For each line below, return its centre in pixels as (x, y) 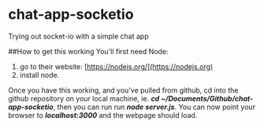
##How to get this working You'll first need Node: (88, 51)
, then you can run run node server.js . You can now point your (154, 107)
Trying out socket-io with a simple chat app (78, 36)
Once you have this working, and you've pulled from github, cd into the (123, 90)
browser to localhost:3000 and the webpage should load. (103, 115)
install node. (39, 75)
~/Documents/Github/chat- (207, 98)
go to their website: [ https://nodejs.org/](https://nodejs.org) (116, 66)
